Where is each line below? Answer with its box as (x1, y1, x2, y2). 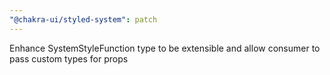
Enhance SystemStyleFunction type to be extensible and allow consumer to (9, 42, 321, 54)
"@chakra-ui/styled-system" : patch (9, 14, 158, 25)
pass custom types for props (9, 52, 129, 65)
